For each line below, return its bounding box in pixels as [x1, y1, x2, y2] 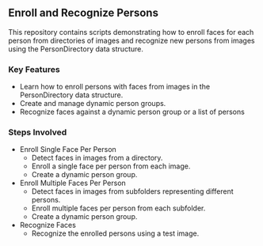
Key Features [8, 63, 61, 74]
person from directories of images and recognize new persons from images [8, 36, 255, 45]
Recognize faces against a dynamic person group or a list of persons [19, 107, 246, 117]
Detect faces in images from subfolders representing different [31, 187, 234, 196]
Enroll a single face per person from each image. [31, 161, 191, 171]
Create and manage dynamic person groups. [19, 99, 166, 108]
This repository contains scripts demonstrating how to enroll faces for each [8, 27, 254, 36]
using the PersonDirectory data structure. [8, 44, 144, 54]
